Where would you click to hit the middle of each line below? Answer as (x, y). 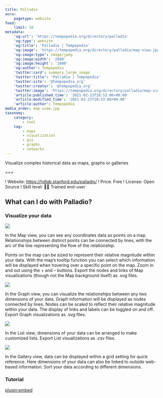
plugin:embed (19, 390)
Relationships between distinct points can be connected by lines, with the (79, 241)
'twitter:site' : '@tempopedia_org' (50, 81)
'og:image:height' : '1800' (41, 63)
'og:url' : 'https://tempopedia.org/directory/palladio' (72, 37)
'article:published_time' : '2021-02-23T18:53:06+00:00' (72, 95)
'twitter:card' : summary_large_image (52, 73)
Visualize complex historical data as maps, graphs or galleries (67, 163)
